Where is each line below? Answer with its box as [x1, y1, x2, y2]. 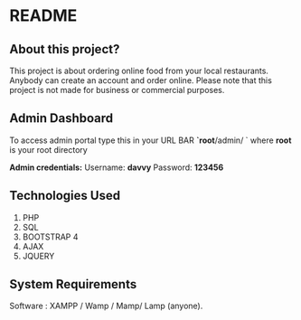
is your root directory [9, 144, 88, 155]
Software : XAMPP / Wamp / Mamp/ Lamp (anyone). [9, 300, 203, 312]
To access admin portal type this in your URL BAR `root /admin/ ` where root [9, 135, 292, 146]
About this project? [9, 42, 120, 57]
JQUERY [22, 250, 55, 261]
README [9, 5, 78, 26]
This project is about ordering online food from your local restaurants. [9, 65, 269, 76]
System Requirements [9, 277, 137, 292]
